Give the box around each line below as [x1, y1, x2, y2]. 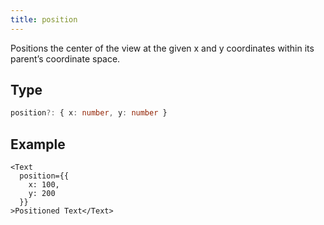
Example [10, 136, 66, 153]
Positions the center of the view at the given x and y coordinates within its [10, 42, 315, 54]
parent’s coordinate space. [10, 52, 121, 65]
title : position [10, 14, 78, 25]
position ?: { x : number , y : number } [10, 108, 168, 118]
